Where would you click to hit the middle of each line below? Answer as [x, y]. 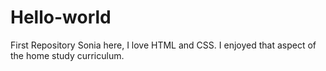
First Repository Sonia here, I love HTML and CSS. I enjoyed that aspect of [163, 45]
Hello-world [61, 17]
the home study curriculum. [67, 55]
